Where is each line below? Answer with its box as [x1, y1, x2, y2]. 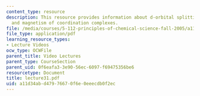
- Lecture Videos [6, 42, 49, 48]
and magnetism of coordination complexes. [11, 20, 118, 26]
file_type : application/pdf [6, 31, 76, 37]
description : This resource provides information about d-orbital [6, 14, 174, 20]
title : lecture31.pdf [6, 75, 60, 81]
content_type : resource [6, 8, 65, 15]
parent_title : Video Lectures [6, 53, 82, 59]
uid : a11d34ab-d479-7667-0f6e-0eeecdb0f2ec [6, 81, 116, 87]
